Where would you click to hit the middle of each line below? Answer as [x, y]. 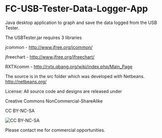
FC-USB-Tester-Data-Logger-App [77, 9]
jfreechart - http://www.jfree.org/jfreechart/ [50, 57]
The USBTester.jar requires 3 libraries [44, 37]
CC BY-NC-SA [20, 110]
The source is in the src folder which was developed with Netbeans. [75, 76]
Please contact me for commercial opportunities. [55, 130]
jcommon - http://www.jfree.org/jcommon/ [49, 47]
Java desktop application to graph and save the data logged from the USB [81, 22]
